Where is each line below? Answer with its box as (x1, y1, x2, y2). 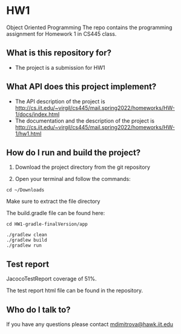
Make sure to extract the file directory (6, 198, 100, 205)
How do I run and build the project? (6, 147, 141, 158)
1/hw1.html (15, 130, 42, 137)
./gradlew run (6, 242, 42, 249)
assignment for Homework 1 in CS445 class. (6, 30, 117, 37)
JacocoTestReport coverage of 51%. (6, 275, 97, 282)
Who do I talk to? (6, 304, 71, 315)
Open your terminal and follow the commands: (15, 176, 131, 183)
